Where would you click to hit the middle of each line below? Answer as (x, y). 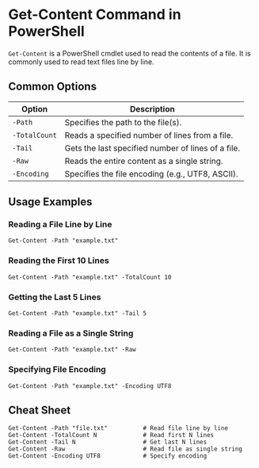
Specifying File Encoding (57, 370)
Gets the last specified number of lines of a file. (152, 148)
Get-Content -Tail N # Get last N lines (108, 442)
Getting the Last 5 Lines (55, 297)
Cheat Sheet (40, 411)
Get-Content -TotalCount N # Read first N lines (111, 436)
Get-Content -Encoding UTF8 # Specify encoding (108, 456)
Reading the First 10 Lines (59, 261)
